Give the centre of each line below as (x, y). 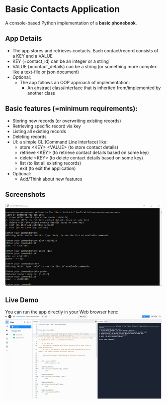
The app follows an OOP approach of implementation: (75, 82)
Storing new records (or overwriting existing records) (67, 121)
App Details (24, 39)
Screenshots (25, 195)
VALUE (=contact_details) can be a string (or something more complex (84, 66)
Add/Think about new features (51, 179)
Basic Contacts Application (63, 9)
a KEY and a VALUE (33, 56)
